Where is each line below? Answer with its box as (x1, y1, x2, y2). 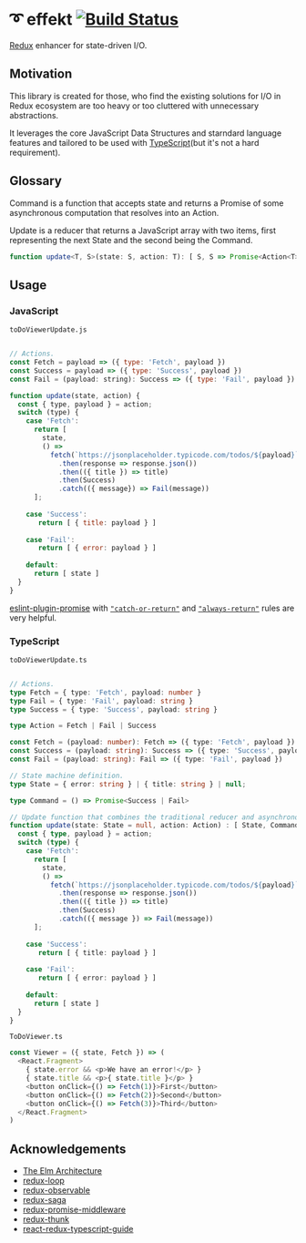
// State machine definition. (9, 771, 125, 780)
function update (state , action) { (9, 391, 141, 400)
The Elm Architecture (22, 1166, 103, 1176)
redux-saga (22, 1195, 66, 1206)
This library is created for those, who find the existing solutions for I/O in (9, 90, 281, 101)
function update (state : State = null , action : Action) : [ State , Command (9, 821, 300, 830)
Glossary (9, 173, 62, 189)
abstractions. (9, 109, 59, 120)
